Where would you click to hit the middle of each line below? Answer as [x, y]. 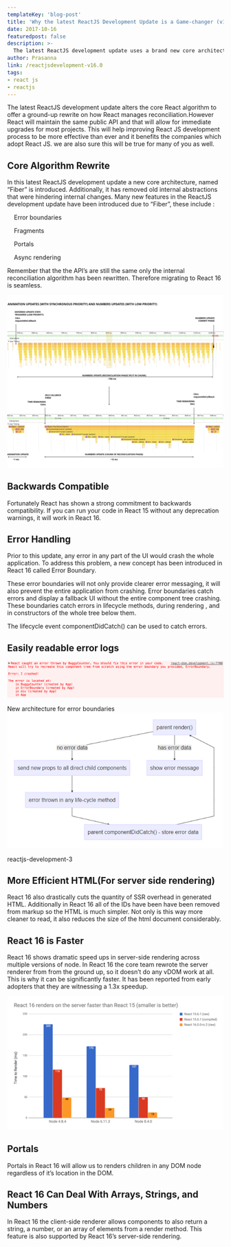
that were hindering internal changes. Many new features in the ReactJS [109, 197]
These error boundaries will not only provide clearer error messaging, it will [114, 584]
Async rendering [37, 257]
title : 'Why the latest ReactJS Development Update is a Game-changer [110, 22]
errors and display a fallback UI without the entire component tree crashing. [114, 598]
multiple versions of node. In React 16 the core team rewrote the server [108, 965]
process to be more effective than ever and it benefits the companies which [114, 137]
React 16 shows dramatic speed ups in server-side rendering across [103, 957]
